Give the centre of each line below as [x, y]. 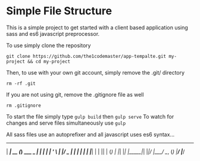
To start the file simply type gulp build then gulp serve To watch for [90, 116]
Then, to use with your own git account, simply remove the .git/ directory [96, 72]
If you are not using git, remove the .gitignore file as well [75, 94]
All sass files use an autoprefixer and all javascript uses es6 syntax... [90, 134]
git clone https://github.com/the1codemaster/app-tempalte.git [86, 56]
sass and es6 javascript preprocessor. [53, 33]
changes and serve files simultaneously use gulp [66, 123]
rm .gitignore [24, 106]
